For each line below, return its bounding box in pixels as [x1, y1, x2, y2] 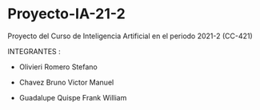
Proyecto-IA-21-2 [7, 5, 126, 23]
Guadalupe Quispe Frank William [18, 92, 127, 102]
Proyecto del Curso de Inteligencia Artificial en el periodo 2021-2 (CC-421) [7, 31, 253, 41]
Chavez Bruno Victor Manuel [18, 77, 114, 87]
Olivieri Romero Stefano [18, 61, 98, 72]
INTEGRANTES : [7, 46, 61, 56]
